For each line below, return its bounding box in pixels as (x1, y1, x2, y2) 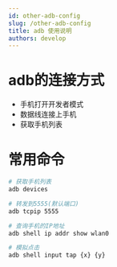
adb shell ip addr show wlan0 (8, 229, 110, 237)
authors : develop (8, 34, 67, 43)
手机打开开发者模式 (19, 100, 84, 109)
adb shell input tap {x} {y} (8, 251, 106, 260)
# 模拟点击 (8, 244, 40, 252)
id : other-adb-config (8, 11, 81, 20)
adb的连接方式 (8, 72, 105, 89)
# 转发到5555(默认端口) (8, 199, 79, 207)
